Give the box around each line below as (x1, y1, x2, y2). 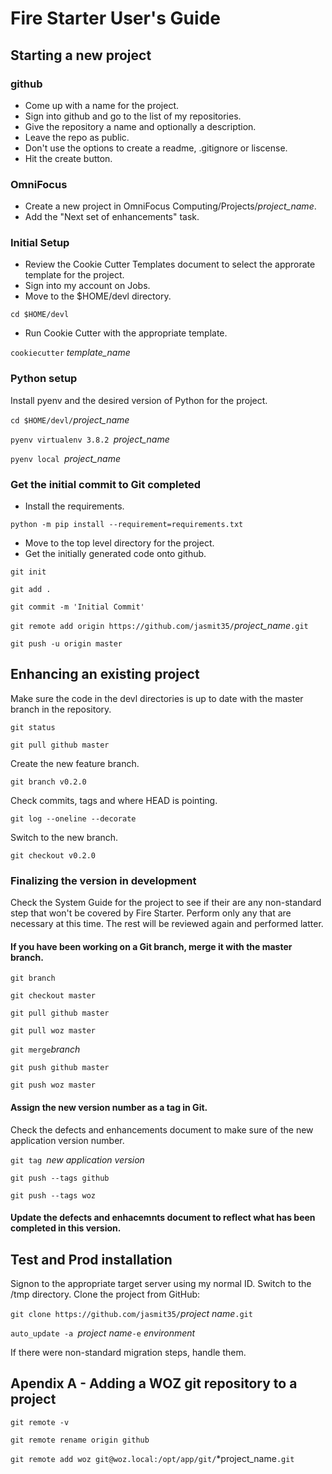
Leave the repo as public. (24, 131, 130, 143)
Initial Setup (10, 236, 70, 250)
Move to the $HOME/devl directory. (24, 290, 172, 302)
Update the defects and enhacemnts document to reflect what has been (10, 1212, 316, 1224)
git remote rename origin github (10, 1435, 150, 1445)
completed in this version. (10, 1222, 122, 1234)
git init (10, 567, 47, 577)
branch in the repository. (10, 703, 112, 715)
